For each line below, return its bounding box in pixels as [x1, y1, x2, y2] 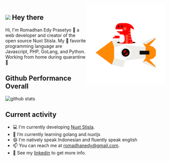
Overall [5, 82, 29, 91]
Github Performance [5, 74, 72, 83]
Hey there [12, 13, 44, 22]
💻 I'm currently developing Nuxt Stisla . [12, 124, 95, 130]
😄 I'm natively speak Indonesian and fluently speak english [12, 137, 137, 143]
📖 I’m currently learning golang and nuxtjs [12, 131, 101, 138]
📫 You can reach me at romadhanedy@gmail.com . [12, 143, 120, 149]
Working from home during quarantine [5, 53, 86, 60]
